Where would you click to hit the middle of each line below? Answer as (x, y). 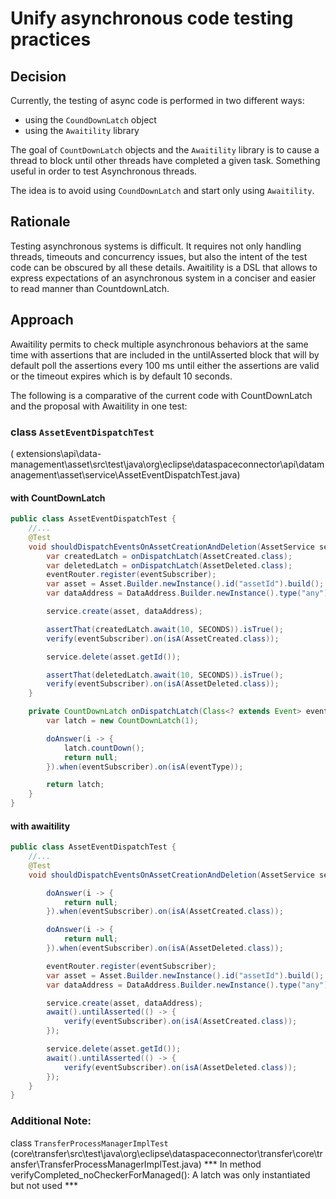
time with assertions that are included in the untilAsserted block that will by (165, 354)
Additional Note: (51, 1121)
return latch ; (75, 785)
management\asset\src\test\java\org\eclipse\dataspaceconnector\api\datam (167, 464)
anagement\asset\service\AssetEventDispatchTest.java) (125, 474)
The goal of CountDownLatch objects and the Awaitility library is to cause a (165, 150)
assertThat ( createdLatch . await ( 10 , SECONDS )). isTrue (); (165, 629)
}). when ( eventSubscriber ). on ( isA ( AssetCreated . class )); (165, 912)
